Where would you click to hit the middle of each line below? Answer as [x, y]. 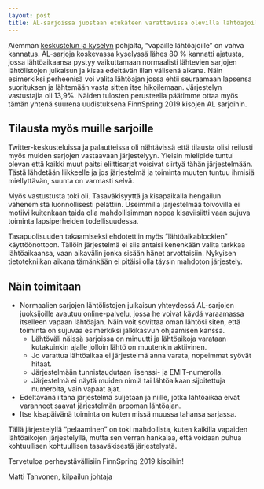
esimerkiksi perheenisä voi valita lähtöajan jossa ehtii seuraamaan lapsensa [130, 79]
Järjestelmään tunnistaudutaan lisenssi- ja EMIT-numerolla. [127, 372]
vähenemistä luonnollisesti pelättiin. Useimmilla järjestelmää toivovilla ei [124, 205]
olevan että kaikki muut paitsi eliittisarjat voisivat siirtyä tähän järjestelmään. [130, 164]
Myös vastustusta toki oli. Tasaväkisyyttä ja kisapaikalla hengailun [115, 196]
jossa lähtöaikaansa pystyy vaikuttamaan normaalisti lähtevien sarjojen [123, 62]
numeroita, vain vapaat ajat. [76, 389]
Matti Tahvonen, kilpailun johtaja [60, 476]
